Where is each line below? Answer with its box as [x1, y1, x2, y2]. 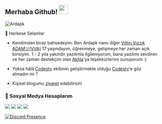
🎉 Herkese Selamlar [5, 30, 45, 36]
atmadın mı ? [12, 71, 38, 77]
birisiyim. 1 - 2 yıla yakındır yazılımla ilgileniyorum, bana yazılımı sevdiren [12, 51, 158, 57]
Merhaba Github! [5, 8, 58, 16]
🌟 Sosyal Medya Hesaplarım [5, 92, 73, 99]
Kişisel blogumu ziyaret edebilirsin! [12, 80, 82, 86]
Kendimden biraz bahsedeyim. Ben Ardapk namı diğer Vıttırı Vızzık [12, 40, 145, 45]
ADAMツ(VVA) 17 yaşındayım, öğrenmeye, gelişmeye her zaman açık [12, 45, 150, 51]
